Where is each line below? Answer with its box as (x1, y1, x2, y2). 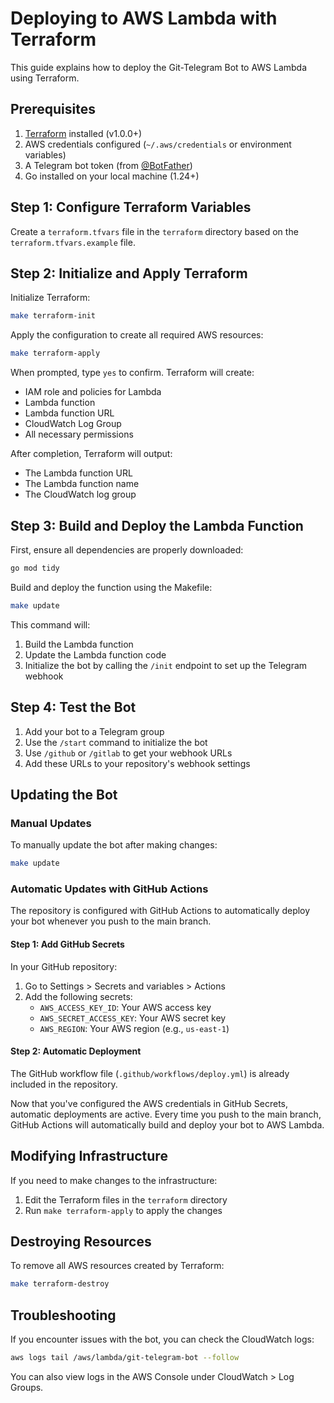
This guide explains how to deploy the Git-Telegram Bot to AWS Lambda (10, 61, 308, 73)
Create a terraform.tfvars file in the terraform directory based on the (10, 225, 299, 237)
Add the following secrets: (24, 990, 133, 1002)
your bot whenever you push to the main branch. (10, 915, 212, 927)
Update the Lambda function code (24, 648, 167, 661)
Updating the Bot (10, 786, 118, 803)
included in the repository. (10, 1078, 118, 1090)
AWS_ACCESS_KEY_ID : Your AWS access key (39, 1001, 212, 1013)
